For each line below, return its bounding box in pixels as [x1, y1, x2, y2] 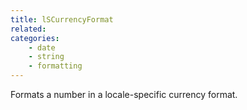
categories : [10, 33, 60, 43]
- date [28, 42, 56, 53]
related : [10, 24, 47, 34]
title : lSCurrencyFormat [10, 14, 114, 25]
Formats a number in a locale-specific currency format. [10, 89, 238, 100]
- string [28, 52, 65, 62]
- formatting [28, 61, 83, 71]
